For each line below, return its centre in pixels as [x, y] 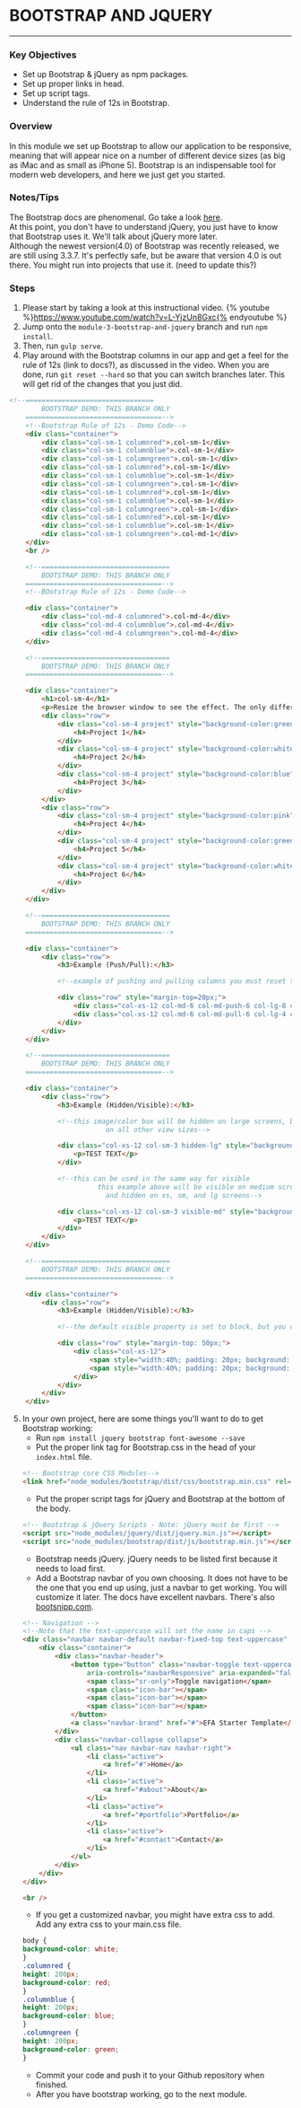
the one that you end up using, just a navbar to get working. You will [161, 1587]
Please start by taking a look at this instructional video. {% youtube [146, 308]
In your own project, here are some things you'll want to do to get [143, 1419]
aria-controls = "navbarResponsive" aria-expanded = [181, 1673]
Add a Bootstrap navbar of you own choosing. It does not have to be [162, 1577]
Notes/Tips [34, 198]
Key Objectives [43, 55]
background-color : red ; [67, 1982]
